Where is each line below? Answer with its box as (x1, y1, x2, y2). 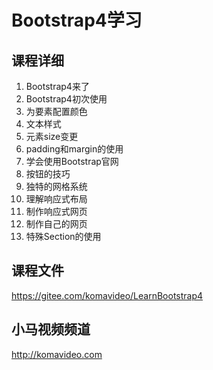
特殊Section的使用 (25, 231, 102, 242)
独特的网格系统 (25, 181, 88, 192)
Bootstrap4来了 (25, 81, 90, 92)
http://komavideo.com (11, 348, 103, 360)
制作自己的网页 (25, 218, 88, 230)
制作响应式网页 (25, 206, 88, 217)
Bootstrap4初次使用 (25, 93, 108, 105)
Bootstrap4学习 (11, 9, 143, 32)
